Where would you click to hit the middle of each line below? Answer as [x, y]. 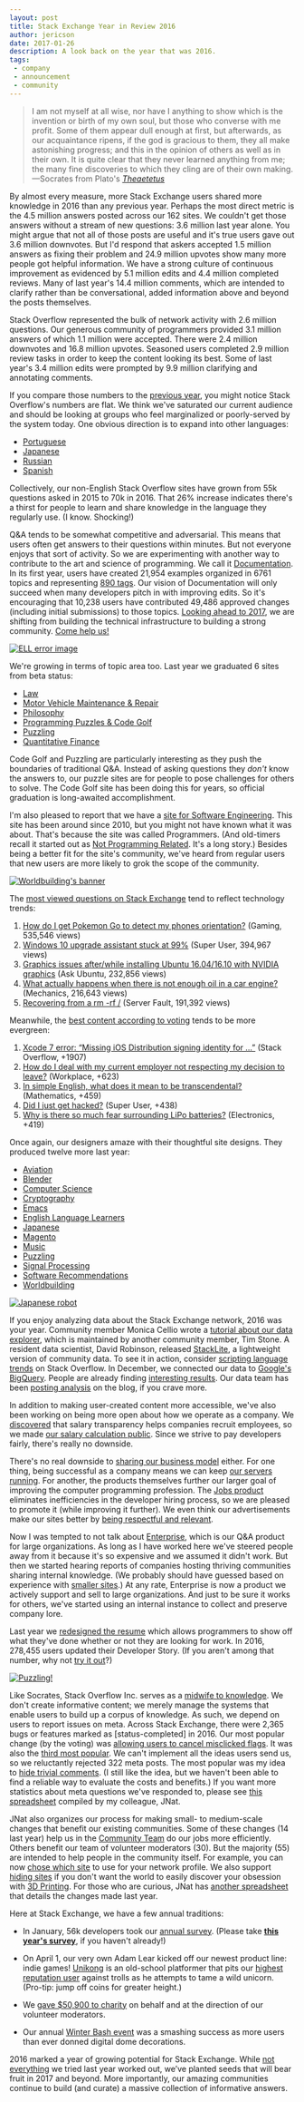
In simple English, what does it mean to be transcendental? [132, 1085]
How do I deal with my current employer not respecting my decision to [153, 1066]
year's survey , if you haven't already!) [94, 1941]
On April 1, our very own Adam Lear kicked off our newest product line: [155, 1958]
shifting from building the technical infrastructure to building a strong [138, 621]
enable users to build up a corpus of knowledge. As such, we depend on [145, 1714]
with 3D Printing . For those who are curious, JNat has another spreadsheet [149, 1886]
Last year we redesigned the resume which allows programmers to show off [151, 1631]
